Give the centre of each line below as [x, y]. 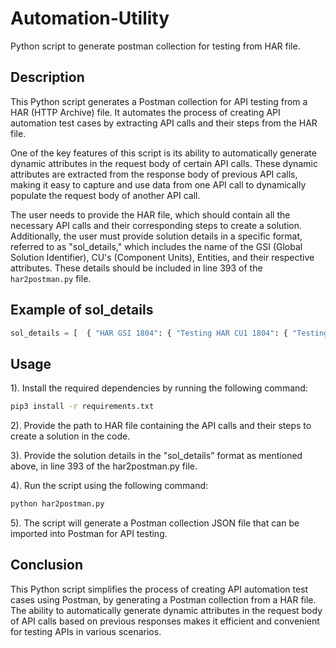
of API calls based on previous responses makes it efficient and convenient [165, 621]
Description [47, 77]
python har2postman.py [57, 504]
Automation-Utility [90, 18]
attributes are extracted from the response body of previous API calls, [154, 174]
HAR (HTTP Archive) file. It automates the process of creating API [145, 112]
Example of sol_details [82, 310]
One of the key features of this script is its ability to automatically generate [163, 153]
